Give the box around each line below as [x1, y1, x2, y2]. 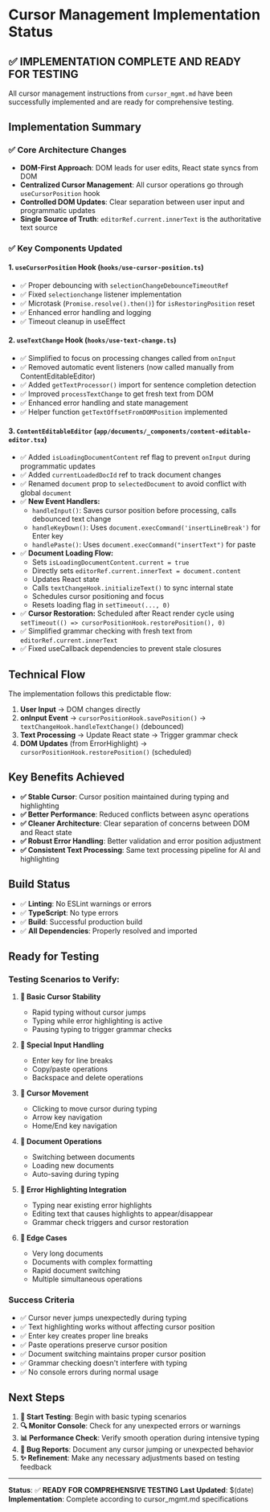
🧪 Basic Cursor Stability [19, 992, 101, 1002]
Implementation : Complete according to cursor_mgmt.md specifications [8, 1494, 249, 1504]
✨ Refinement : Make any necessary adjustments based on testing [19, 1453, 240, 1463]
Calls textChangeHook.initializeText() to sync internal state [31, 583, 234, 592]
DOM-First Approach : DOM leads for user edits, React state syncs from [19, 162, 259, 172]
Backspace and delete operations [31, 1073, 144, 1083]
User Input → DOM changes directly [19, 705, 141, 715]
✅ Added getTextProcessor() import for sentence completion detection [19, 380, 256, 390]
